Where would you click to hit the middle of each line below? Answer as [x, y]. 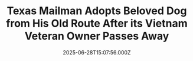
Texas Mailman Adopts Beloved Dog [97, 11]
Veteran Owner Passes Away [97, 36]
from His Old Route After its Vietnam [97, 23]
